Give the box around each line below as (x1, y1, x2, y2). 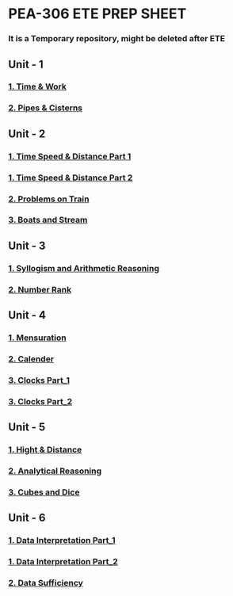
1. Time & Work (8, 81, 67, 92)
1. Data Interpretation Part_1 (8, 535, 116, 546)
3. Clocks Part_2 (8, 395, 73, 407)
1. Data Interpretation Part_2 (8, 556, 119, 567)
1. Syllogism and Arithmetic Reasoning (8, 262, 160, 273)
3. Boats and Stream (8, 215, 88, 226)
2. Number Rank (8, 284, 72, 295)
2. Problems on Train (8, 193, 90, 204)
